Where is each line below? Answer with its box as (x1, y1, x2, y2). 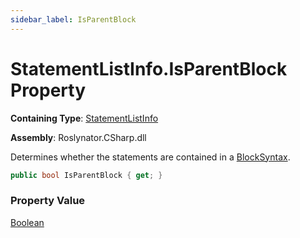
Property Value (10, 194, 86, 208)
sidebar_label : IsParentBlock (10, 14, 137, 25)
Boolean (10, 216, 45, 228)
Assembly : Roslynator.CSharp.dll (10, 131, 147, 143)
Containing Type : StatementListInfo (10, 112, 159, 124)
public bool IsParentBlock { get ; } (10, 170, 163, 180)
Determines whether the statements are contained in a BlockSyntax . (10, 151, 291, 163)
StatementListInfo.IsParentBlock (10, 57, 288, 80)
